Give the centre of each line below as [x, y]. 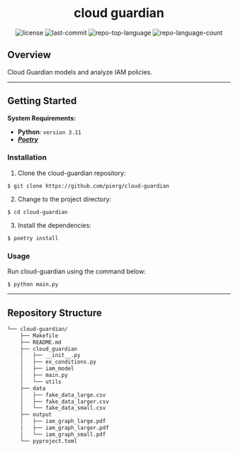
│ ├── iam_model [47, 369]
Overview [29, 55]
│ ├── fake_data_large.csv [63, 395]
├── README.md [41, 342]
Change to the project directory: [64, 199]
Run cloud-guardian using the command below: [77, 271]
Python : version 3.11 [49, 132]
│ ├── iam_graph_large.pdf [63, 422]
